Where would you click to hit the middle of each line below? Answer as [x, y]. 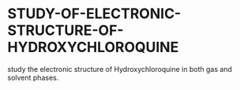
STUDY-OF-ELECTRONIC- [94, 14]
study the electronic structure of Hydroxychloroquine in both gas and [120, 69]
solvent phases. [33, 77]
